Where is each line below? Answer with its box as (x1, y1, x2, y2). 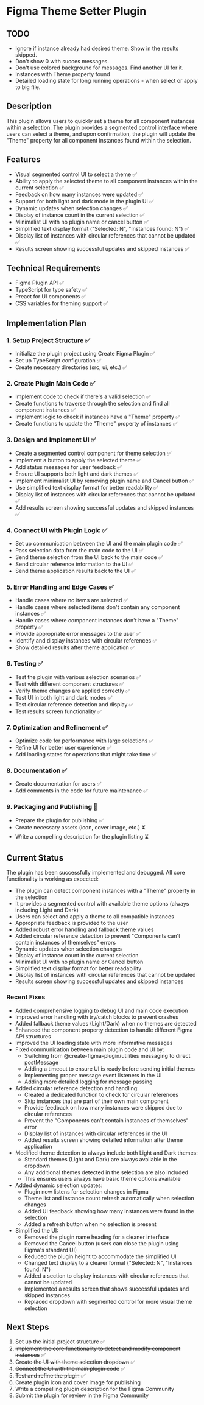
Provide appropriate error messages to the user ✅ (15, 630, 141, 638)
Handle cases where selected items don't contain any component (15, 604, 180, 611)
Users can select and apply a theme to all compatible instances (15, 913, 175, 920)
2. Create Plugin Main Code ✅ (6, 379, 96, 388)
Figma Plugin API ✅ (15, 279, 65, 287)
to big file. (15, 83, 41, 91)
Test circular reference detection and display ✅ (15, 700, 134, 708)
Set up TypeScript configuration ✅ (15, 357, 102, 364)
